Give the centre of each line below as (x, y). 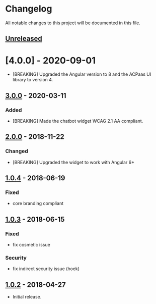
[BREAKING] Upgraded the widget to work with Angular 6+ (73, 162)
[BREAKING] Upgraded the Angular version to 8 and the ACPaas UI (82, 74)
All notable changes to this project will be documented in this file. (73, 23)
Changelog (29, 9)
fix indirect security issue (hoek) (46, 269)
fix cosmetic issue (31, 245)
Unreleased (24, 39)
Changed (17, 151)
